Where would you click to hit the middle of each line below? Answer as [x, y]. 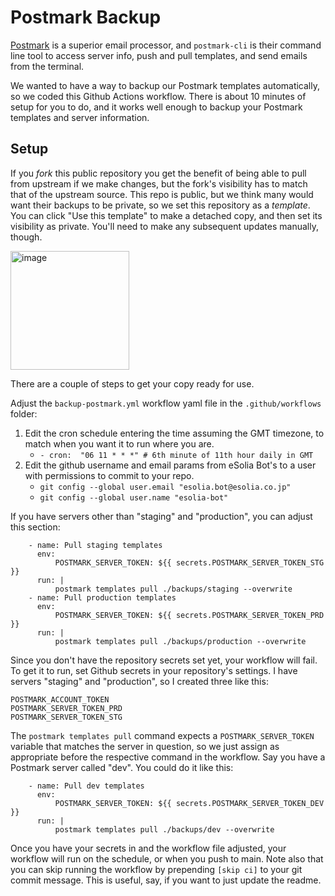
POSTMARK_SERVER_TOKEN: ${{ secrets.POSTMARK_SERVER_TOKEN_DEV [189, 803]
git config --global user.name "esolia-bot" [134, 497]
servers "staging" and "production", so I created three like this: [139, 681]
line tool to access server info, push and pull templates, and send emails [159, 55]
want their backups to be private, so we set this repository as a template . [160, 205]
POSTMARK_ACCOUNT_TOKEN [60, 699]
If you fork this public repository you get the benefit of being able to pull [158, 173]
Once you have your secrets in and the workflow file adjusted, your [148, 848]
